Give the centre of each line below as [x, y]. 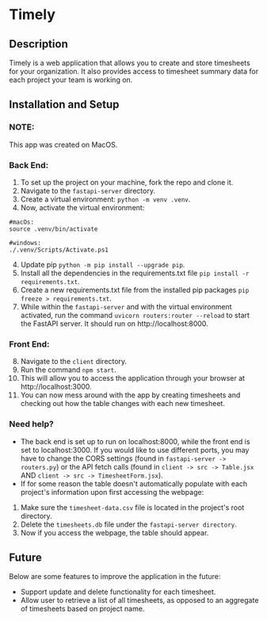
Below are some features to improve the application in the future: [115, 577]
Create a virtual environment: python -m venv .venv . [105, 199]
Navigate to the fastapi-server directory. [88, 190]
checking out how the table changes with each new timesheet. [122, 404]
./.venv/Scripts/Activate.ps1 [59, 250]
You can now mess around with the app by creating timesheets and [130, 395]
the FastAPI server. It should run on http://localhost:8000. [114, 324]
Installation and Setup [64, 105]
